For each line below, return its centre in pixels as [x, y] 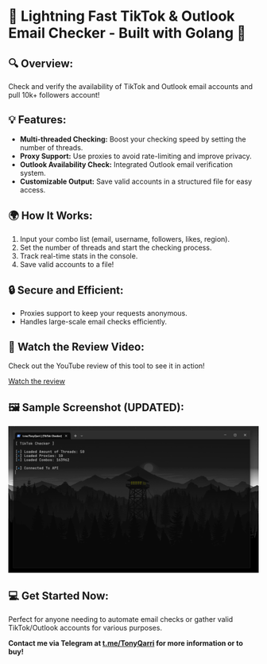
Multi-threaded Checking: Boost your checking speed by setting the [133, 139]
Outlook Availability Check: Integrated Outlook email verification [126, 164]
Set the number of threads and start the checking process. [116, 247]
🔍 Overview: [41, 63]
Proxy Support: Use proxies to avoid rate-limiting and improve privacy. [135, 156]
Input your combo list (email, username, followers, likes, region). [125, 239]
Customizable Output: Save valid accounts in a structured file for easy [136, 181]
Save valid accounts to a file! [67, 264]
